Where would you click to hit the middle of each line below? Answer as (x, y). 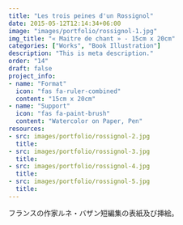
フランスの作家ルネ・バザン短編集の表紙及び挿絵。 (94, 213)
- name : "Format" (38, 83)
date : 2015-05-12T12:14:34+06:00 (65, 23)
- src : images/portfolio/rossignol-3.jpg (79, 151)
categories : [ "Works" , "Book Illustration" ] (85, 46)
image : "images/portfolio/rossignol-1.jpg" (83, 31)
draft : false (30, 69)
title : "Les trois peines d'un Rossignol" (81, 16)
